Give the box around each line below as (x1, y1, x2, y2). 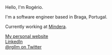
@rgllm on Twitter (5, 44, 42, 49)
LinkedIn (5, 38, 23, 44)
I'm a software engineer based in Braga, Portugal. (5, 14, 107, 19)
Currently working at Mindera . (5, 23, 67, 29)
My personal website (5, 33, 48, 39)
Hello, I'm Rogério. (5, 4, 43, 10)
